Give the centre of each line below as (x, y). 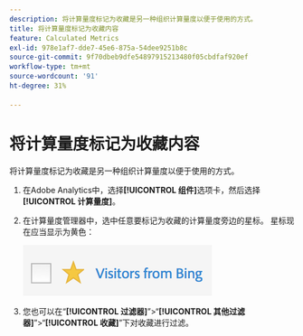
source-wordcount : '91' (54, 77)
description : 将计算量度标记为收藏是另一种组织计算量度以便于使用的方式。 (133, 19)
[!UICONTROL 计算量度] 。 (71, 201)
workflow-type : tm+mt (50, 67)
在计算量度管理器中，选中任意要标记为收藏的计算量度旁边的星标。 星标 (154, 220)
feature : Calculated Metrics (64, 38)
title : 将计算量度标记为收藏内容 (64, 28)
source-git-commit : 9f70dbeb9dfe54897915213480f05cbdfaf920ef (129, 57)
